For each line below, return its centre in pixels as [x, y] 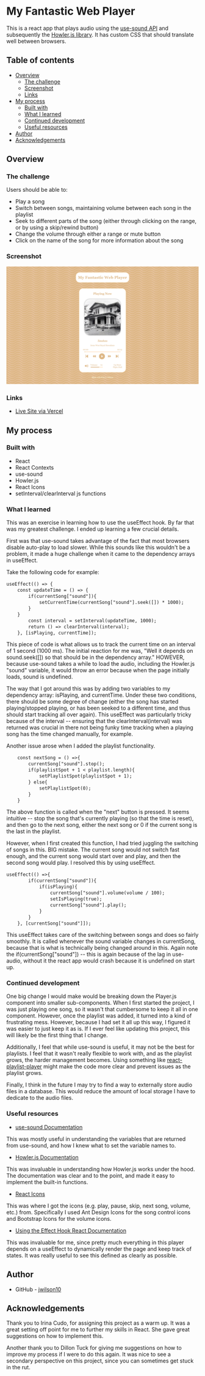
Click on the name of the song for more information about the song [99, 241]
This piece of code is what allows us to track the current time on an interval [101, 644]
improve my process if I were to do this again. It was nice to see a [88, 1355]
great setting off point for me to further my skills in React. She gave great [98, 1330]
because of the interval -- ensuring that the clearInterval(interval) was [94, 721]
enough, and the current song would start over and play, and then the [94, 856]
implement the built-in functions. [47, 1182]
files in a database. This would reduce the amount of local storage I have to [101, 1091]
